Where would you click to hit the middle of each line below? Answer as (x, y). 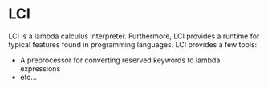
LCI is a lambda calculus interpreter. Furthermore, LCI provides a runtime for (134, 36)
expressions (40, 68)
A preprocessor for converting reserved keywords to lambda (120, 60)
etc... (28, 77)
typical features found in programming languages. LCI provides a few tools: (133, 44)
